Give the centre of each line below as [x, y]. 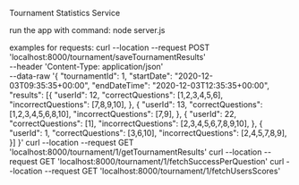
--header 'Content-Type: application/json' [86, 67]
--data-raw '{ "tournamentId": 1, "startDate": [91, 76]
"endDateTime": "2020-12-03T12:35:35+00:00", [181, 85]
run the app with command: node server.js [87, 30]
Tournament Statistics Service [65, 13]
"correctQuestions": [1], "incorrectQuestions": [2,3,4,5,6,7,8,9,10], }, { [136, 123]
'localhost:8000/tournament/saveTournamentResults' [107, 57]
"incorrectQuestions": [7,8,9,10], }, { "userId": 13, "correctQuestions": [136, 105]
